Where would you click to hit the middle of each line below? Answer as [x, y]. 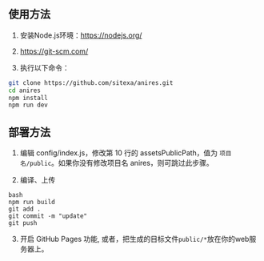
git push [23, 223]
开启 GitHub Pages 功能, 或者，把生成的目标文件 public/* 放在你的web [134, 239]
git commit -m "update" [48, 216]
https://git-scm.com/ [54, 51]
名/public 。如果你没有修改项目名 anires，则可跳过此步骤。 [116, 163]
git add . [25, 209]
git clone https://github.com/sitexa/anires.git [91, 82]
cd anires [25, 90]
